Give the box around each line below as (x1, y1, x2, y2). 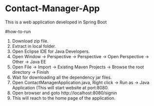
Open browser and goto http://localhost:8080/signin (12, 90, 117, 96)
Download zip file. (12, 38, 49, 44)
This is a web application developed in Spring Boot (5, 19, 107, 25)
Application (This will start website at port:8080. (12, 85, 109, 90)
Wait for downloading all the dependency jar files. (12, 74, 112, 80)
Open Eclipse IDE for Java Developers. (12, 48, 90, 54)
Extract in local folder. (12, 43, 56, 49)
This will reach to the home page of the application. (12, 95, 115, 101)
